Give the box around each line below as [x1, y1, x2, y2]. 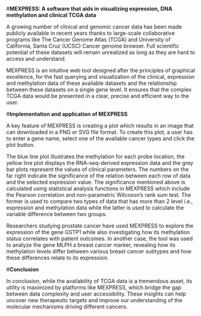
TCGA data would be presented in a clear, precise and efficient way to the [6, 93, 190, 99]
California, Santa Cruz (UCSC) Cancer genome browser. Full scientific [6, 42, 179, 49]
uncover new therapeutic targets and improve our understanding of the [6, 297, 182, 303]
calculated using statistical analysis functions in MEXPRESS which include [6, 185, 190, 192]
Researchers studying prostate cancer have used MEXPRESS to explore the [6, 222, 194, 229]
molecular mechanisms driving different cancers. [6, 303, 128, 310]
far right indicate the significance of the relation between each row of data [6, 172, 191, 179]
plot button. [6, 141, 35, 148]
